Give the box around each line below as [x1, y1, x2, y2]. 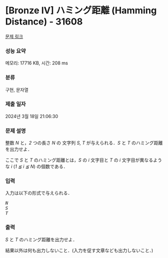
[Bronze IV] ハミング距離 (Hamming [5, 5, 157, 16]
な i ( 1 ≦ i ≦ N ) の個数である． [5, 163, 68, 170]
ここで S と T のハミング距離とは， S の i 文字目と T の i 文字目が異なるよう [5, 157, 162, 163]
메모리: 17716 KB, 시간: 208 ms [5, 60, 68, 66]
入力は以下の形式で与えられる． [5, 190, 72, 196]
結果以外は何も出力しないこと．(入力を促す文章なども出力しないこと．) [5, 247, 154, 253]
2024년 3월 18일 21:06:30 [5, 113, 59, 119]
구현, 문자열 [5, 86, 29, 92]
